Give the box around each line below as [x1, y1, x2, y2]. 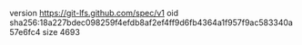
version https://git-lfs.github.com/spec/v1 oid [9, 8, 179, 18]
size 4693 [42, 27, 80, 37]
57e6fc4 [9, 27, 41, 37]
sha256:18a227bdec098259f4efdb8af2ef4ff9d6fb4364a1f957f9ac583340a [9, 17, 294, 28]
